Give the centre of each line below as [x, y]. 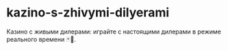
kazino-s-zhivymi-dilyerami [88, 13]
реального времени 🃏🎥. [41, 39]
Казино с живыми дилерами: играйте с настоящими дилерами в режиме [114, 32]
